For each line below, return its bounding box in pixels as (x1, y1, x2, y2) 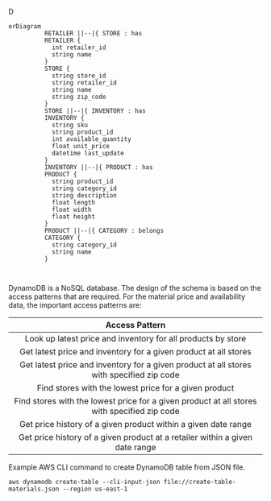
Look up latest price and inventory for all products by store (24, 333, 247, 344)
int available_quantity (51, 135, 131, 143)
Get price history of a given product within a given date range (19, 419, 252, 429)
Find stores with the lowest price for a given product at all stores (14, 395, 257, 406)
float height (51, 213, 95, 221)
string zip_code (51, 93, 106, 101)
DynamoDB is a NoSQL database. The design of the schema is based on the (8, 284, 262, 292)
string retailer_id (51, 79, 117, 87)
